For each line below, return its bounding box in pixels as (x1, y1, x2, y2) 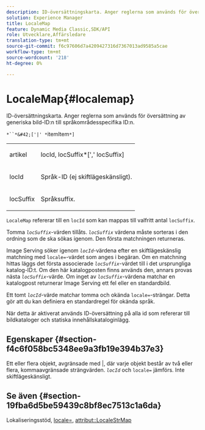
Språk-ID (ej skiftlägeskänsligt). (40, 173, 132, 181)
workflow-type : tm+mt (6, 49, 62, 55)
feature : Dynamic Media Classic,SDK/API (6, 26, 111, 32)
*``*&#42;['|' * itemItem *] (6, 130, 75, 138)
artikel (9, 151, 27, 159)
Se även (6, 390, 38, 401)
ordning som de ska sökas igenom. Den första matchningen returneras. (6, 235, 185, 243)
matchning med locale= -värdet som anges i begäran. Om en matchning (6, 254, 187, 261)
